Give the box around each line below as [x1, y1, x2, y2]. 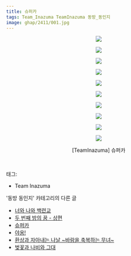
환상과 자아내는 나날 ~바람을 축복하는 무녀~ [14, 237, 115, 244]
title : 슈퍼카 [6, 8, 37, 15]
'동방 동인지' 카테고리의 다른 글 [6, 195, 77, 202]
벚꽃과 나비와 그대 [14, 244, 56, 251]
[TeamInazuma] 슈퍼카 [72, 147, 126, 154]
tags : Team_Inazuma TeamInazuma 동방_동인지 [6, 14, 110, 20]
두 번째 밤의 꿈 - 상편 [14, 214, 63, 221]
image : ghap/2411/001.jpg [6, 19, 69, 25]
